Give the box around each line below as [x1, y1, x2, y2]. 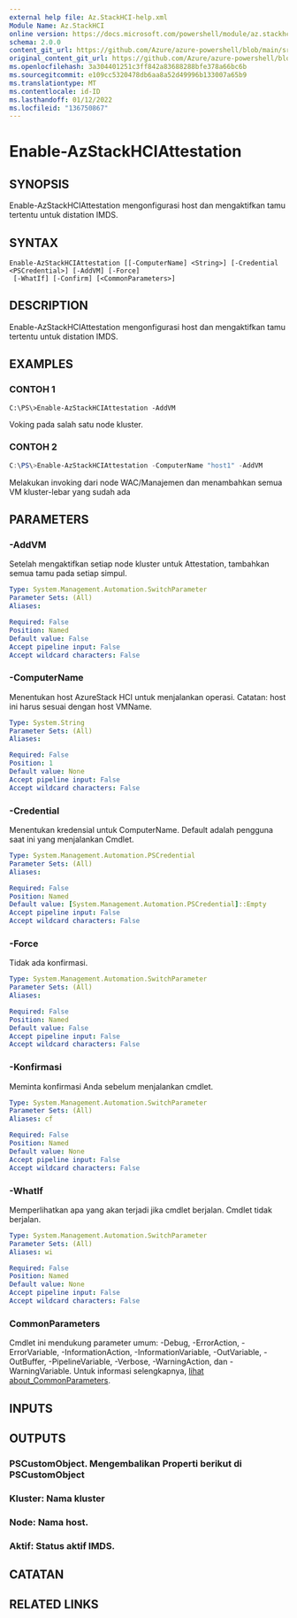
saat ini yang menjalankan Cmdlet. [9, 834, 134, 845]
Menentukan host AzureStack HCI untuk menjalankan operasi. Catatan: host [9, 691, 286, 702]
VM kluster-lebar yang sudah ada [9, 486, 131, 497]
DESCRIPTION [9, 298, 88, 313]
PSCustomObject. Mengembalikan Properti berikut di [9, 1457, 242, 1469]
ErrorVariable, [9, 1347, 60, 1358]
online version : [9, 29, 69, 38]
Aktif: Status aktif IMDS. [9, 1539, 116, 1552]
